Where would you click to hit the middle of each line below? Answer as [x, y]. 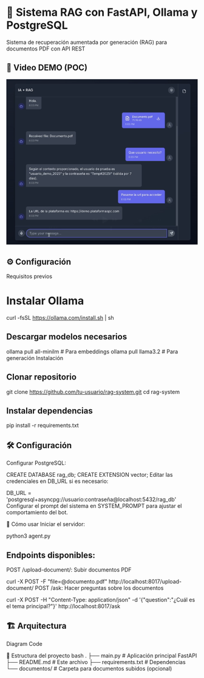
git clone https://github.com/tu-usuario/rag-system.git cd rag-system [93, 392]
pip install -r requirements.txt [42, 426]
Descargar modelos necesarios [67, 337]
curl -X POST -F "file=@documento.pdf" [57, 582]
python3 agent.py [29, 536]
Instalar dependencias [49, 411]
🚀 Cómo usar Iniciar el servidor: [46, 524]
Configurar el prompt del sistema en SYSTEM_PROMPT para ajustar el [94, 506]
